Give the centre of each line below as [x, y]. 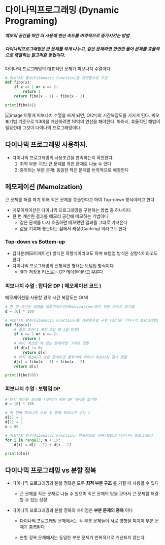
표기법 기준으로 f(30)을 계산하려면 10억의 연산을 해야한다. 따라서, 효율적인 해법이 [83, 121]
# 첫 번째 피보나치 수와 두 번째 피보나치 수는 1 [48, 413]
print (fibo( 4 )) [21, 105]
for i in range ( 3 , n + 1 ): [33, 440]
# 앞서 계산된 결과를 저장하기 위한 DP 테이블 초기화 [51, 399]
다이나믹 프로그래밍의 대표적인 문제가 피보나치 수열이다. [58, 68]
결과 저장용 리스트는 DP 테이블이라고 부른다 [61, 272]
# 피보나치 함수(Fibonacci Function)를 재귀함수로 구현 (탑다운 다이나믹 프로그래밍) [82, 320]
